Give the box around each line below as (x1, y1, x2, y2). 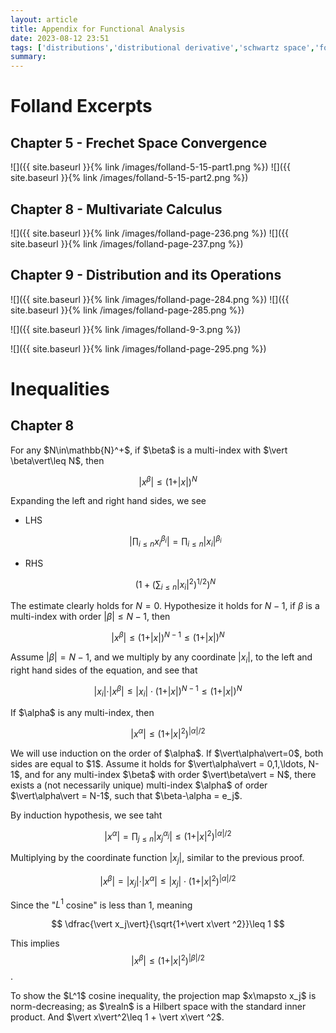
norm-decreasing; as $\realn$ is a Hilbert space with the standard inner (10, 1000, 307, 1012)
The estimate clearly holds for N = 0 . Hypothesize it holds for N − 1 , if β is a (10, 600, 320, 612)
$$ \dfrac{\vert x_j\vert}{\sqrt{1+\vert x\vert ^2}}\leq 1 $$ (51, 918, 285, 930)
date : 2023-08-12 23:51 (10, 33, 110, 43)
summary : (10, 52, 47, 62)
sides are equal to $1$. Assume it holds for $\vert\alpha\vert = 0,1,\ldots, (10, 757, 307, 770)
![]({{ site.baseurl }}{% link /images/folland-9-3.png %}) (10, 323, 242, 335)
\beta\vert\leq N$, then (10, 454, 105, 466)
